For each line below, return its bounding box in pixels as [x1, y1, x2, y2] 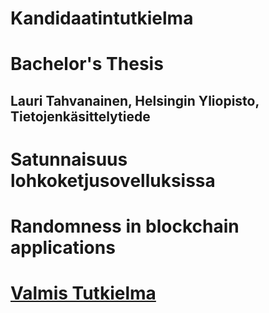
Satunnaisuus [10, 148, 128, 171]
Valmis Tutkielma [10, 282, 157, 305]
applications [10, 237, 116, 259]
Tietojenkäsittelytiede [10, 108, 151, 125]
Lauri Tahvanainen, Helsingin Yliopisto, [10, 92, 260, 109]
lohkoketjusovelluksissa [10, 169, 216, 192]
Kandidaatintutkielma [10, 7, 194, 30]
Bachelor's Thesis [10, 53, 164, 76]
